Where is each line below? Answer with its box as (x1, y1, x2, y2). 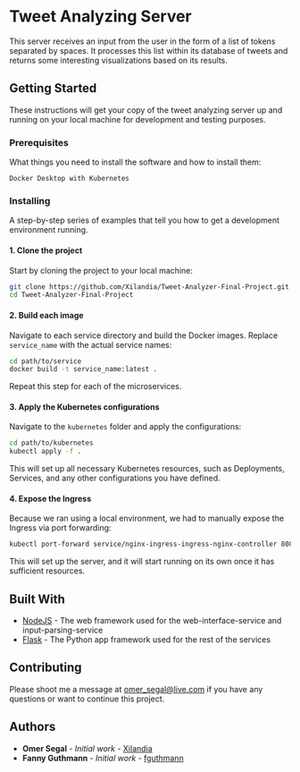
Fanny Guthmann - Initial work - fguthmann (21, 752, 185, 763)
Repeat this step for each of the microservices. (9, 381, 182, 392)
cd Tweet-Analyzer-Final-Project (9, 291, 134, 300)
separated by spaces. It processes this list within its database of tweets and (9, 45, 288, 55)
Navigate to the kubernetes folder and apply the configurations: (9, 421, 242, 432)
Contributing (9, 660, 82, 675)
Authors (9, 719, 56, 734)
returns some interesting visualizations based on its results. (9, 55, 228, 65)
